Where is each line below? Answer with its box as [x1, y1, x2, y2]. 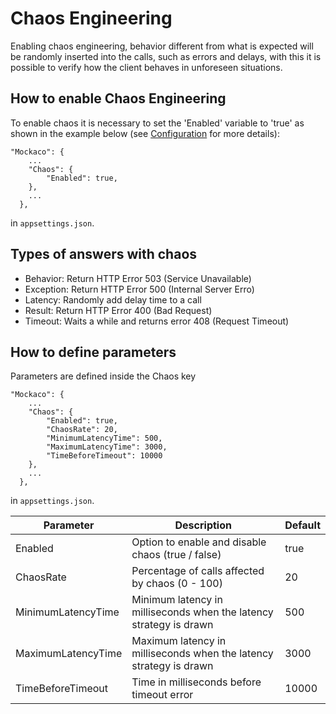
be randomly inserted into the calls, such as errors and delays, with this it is [10, 50, 322, 62]
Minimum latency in [131, 593, 223, 607]
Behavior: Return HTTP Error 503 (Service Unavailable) [24, 272, 252, 284]
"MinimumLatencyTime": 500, [46, 433, 163, 444]
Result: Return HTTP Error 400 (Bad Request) [24, 304, 213, 316]
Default [284, 518, 321, 532]
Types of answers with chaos [10, 246, 198, 263]
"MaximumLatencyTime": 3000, [46, 442, 168, 452]
